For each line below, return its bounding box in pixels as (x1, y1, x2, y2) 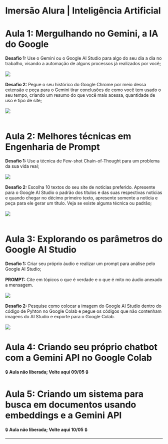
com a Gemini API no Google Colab (5, 352, 152, 363)
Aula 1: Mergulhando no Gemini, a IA (5, 28, 158, 40)
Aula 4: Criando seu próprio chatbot (5, 341, 157, 353)
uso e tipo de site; (5, 98, 42, 104)
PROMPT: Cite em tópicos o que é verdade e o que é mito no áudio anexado (5, 277, 162, 283)
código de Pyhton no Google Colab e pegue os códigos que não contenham (5, 308, 161, 314)
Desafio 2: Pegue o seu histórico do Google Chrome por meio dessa (5, 82, 146, 88)
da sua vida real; (5, 163, 39, 169)
